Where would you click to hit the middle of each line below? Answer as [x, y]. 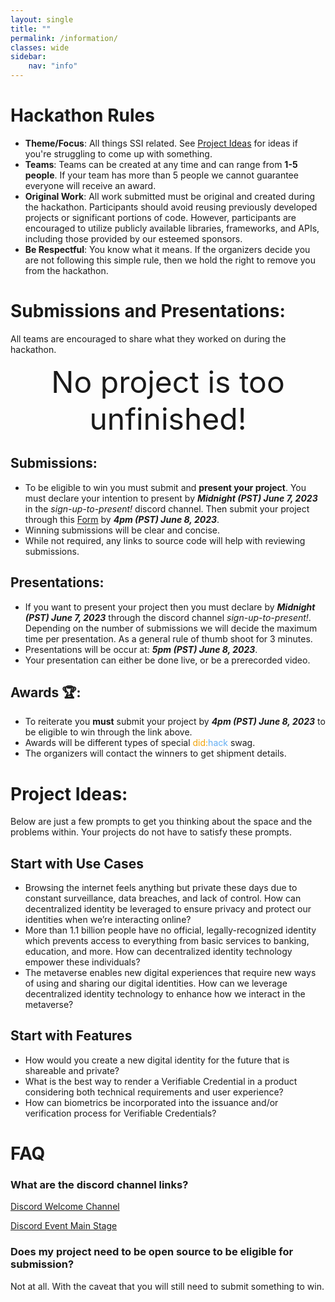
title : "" [31, 29]
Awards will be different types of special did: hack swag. [140, 743]
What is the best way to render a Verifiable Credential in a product [161, 1081]
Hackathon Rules [82, 115]
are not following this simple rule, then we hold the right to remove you [170, 260]
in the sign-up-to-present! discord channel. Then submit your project [167, 508]
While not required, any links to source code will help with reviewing [165, 540]
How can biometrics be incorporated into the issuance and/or [151, 1102]
